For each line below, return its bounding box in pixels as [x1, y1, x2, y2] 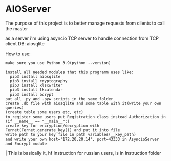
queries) [5, 105, 24, 110]
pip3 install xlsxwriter [10, 83, 63, 88]
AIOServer [5, 3, 51, 15]
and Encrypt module [5, 141, 47, 146]
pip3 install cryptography [10, 78, 68, 83]
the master [5, 25, 28, 31]
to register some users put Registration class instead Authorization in [5, 114, 166, 119]
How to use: [5, 51, 31, 57]
